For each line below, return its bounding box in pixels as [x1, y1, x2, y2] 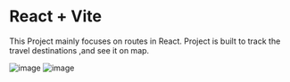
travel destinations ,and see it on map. [9, 45, 150, 55]
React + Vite [9, 6, 103, 27]
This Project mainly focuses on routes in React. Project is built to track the [9, 36, 281, 46]
